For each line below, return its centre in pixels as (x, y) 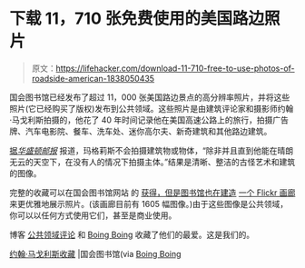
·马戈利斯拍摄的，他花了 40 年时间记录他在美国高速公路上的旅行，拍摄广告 (149, 120)
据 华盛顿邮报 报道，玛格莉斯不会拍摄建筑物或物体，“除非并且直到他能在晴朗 (152, 150)
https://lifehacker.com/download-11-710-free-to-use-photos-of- (175, 68)
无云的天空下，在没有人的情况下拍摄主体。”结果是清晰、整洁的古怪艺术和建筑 (152, 162)
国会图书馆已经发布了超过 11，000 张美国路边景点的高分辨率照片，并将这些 (150, 97)
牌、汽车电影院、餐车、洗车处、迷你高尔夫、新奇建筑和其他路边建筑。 (141, 131)
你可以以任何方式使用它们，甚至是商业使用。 (93, 215)
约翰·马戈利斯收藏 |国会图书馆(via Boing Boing (95, 253)
